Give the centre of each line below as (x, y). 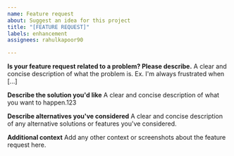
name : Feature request (41, 14)
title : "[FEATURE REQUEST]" (49, 27)
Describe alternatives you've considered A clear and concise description (115, 116)
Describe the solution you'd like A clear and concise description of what (113, 95)
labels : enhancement (38, 34)
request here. (27, 145)
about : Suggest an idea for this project (69, 20)
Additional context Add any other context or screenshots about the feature (117, 138)
